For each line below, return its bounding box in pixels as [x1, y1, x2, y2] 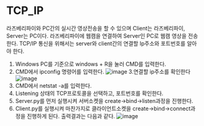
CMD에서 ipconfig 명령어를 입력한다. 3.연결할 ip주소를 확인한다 [15, 68, 191, 75]
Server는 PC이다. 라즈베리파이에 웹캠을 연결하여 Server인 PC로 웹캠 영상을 [6, 32, 187, 40]
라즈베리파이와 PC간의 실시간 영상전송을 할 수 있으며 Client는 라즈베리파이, [6, 24, 186, 32]
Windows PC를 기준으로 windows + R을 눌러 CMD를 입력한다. [15, 60, 167, 68]
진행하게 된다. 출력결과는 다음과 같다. [26, 112, 115, 119]
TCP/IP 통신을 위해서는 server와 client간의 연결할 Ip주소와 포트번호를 [19, 40, 186, 47]
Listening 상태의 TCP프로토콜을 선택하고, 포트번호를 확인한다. [15, 89, 164, 97]
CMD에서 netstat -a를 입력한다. [15, 82, 92, 89]
